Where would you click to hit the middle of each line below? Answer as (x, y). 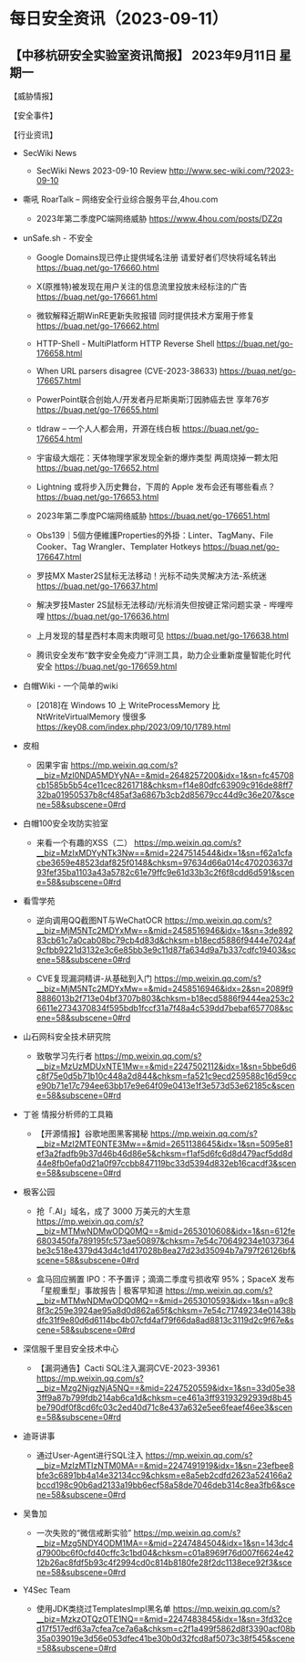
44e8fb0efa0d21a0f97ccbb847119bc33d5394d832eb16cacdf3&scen (166, 1163)
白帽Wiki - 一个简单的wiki (70, 686)
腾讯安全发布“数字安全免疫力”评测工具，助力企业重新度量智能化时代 (163, 655)
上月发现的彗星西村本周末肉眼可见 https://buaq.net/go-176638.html (163, 636)
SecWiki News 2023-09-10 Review (102, 171)
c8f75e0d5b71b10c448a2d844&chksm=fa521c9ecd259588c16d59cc (166, 1076)
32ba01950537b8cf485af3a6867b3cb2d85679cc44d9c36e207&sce (165, 794)
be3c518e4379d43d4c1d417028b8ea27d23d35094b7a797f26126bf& (166, 1250)
